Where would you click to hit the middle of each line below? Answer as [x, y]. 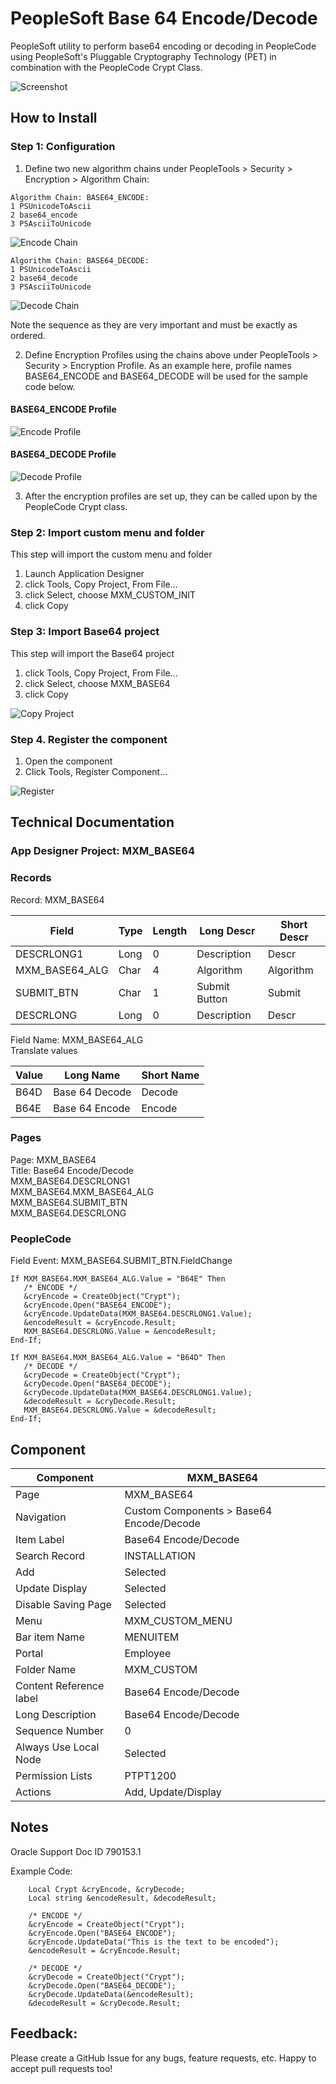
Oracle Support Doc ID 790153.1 [76, 1851]
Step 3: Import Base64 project [85, 632]
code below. [50, 386]
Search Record [50, 1555]
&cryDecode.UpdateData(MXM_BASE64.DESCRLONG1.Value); [138, 1393]
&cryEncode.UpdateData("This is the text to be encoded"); [154, 1942]
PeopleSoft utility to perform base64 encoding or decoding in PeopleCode [163, 46]
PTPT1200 [150, 1775]
